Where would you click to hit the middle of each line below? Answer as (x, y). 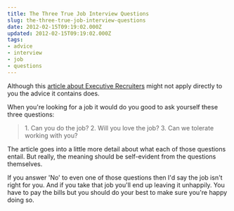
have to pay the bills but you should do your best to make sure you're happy (117, 192)
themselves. (25, 164)
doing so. (21, 200)
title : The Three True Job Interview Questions (78, 14)
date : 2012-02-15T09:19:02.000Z (54, 27)
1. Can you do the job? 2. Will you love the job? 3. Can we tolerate (119, 128)
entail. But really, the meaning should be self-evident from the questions (112, 156)
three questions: (31, 114)
